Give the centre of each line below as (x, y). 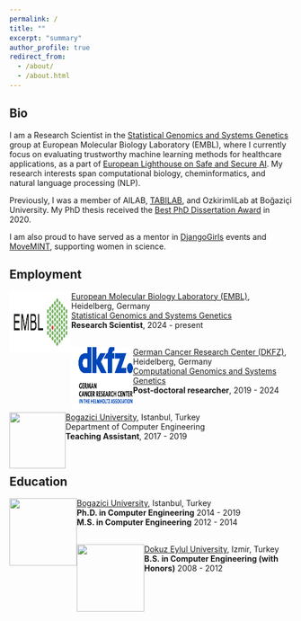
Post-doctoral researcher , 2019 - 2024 (207, 390)
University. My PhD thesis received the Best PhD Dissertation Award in (140, 209)
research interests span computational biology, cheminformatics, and (137, 173)
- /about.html (44, 76)
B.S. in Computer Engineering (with (211, 559)
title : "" (28, 28)
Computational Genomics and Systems (205, 371)
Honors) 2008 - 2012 (183, 568)
